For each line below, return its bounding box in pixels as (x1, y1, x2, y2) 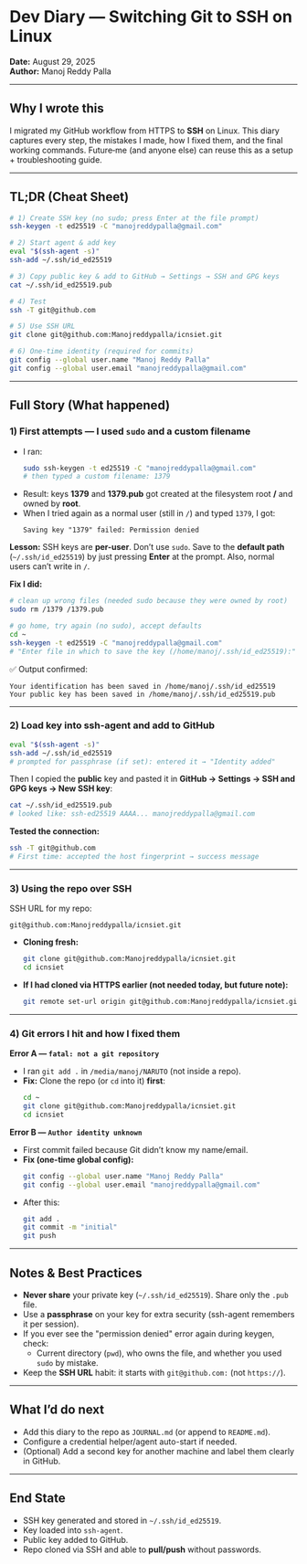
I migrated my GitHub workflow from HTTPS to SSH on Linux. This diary (9, 125, 281, 136)
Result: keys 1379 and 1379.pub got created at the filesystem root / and (22, 489, 293, 500)
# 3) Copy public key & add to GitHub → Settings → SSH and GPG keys (9, 271, 281, 280)
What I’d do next (9, 1402, 105, 1418)
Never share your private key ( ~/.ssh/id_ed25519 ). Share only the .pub (22, 1289, 290, 1300)
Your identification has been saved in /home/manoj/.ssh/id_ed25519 (9, 682, 276, 691)
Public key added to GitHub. (22, 1534, 129, 1545)
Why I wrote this (9, 100, 104, 116)
